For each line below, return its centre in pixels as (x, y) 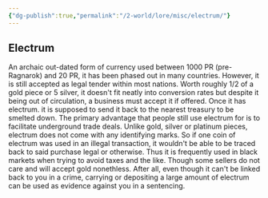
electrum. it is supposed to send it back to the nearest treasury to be (121, 109)
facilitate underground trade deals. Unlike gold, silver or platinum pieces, (128, 127)
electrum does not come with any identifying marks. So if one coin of (122, 135)
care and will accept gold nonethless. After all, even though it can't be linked (134, 169)
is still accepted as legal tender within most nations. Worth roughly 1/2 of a (131, 84)
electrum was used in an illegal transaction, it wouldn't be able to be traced (132, 144)
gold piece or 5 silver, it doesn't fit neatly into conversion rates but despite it (134, 93)
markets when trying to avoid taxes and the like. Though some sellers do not (134, 160)
